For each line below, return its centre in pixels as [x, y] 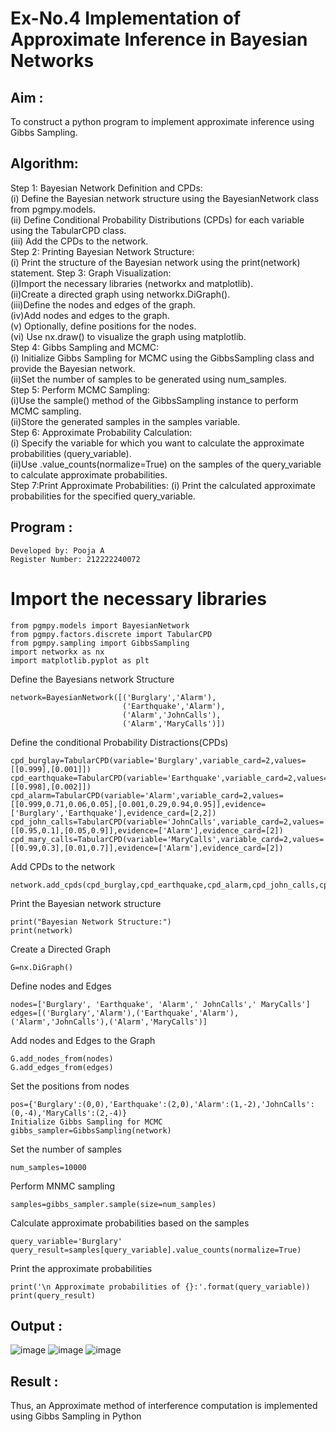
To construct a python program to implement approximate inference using [162, 121]
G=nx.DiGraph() [42, 967]
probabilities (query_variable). [71, 453]
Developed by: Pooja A [57, 550]
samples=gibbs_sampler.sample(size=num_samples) [113, 1204]
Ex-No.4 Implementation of [126, 18]
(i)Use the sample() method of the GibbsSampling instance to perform [154, 400]
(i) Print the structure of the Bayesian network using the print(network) [155, 262]
